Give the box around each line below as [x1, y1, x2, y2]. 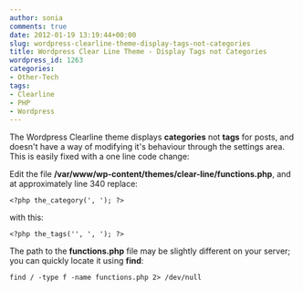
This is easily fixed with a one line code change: [9, 151, 190, 162]
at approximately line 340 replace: [9, 179, 139, 190]
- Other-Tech [9, 73, 59, 82]
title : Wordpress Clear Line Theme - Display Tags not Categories [9, 47, 267, 57]
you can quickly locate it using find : [9, 255, 144, 266]
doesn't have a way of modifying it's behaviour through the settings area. [9, 141, 286, 152]
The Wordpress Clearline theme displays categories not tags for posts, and [9, 131, 295, 142]
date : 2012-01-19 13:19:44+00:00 [9, 30, 137, 39]
